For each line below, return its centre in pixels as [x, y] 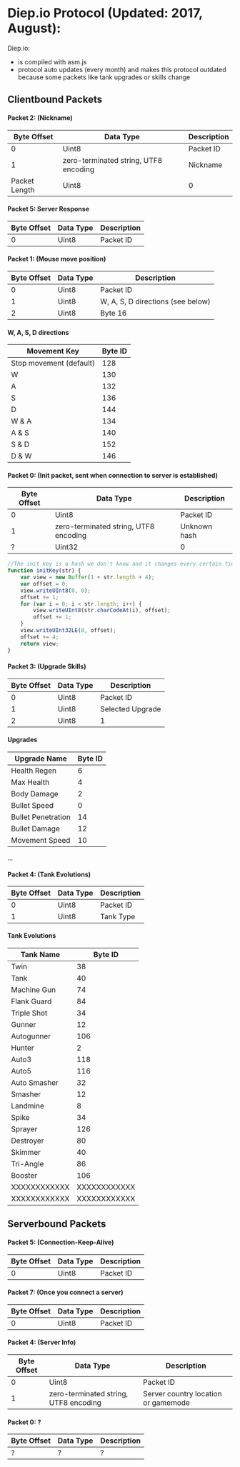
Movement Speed [41, 840]
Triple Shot [29, 1013]
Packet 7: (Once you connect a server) [65, 1292]
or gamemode [166, 1403]
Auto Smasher [35, 1082]
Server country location [182, 1393]
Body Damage [35, 794]
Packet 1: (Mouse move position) [57, 259]
